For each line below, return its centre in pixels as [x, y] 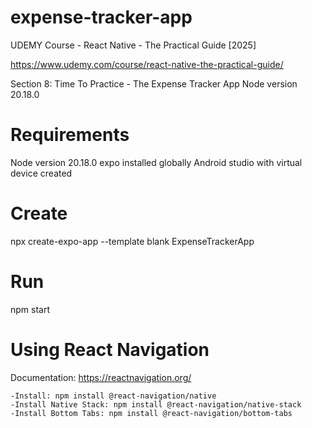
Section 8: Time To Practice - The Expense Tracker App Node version [154, 83]
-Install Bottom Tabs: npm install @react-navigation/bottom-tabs [151, 413]
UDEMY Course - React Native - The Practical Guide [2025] [133, 45]
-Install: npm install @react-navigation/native [113, 396]
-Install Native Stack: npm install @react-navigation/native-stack [156, 404]
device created [41, 173]
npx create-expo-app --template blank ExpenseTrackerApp [132, 241]
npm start [30, 309]
